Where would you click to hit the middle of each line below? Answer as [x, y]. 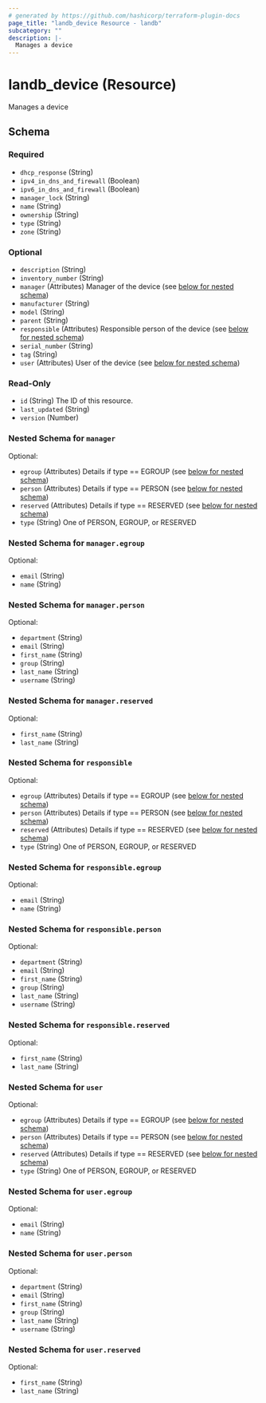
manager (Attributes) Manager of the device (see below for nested [127, 287]
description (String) [53, 270]
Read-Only [30, 383]
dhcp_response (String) [57, 172]
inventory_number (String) [62, 278]
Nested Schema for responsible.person [85, 929]
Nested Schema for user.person [70, 1254]
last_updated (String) [55, 409]
